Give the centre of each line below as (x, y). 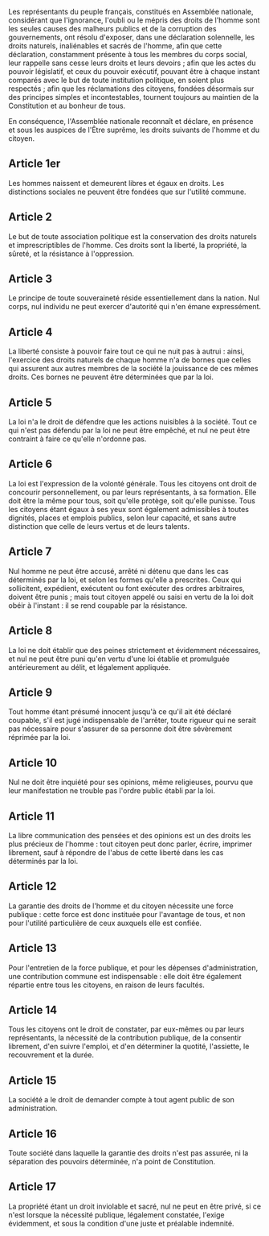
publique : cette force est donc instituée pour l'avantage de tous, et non (127, 914)
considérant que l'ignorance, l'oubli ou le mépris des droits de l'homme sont (134, 20)
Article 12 (33, 886)
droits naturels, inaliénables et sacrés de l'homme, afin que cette (115, 46)
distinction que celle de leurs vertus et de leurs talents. (99, 526)
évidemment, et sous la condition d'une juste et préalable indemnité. (121, 1223)
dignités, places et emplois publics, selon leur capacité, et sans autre (122, 518)
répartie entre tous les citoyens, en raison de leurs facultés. (106, 985)
